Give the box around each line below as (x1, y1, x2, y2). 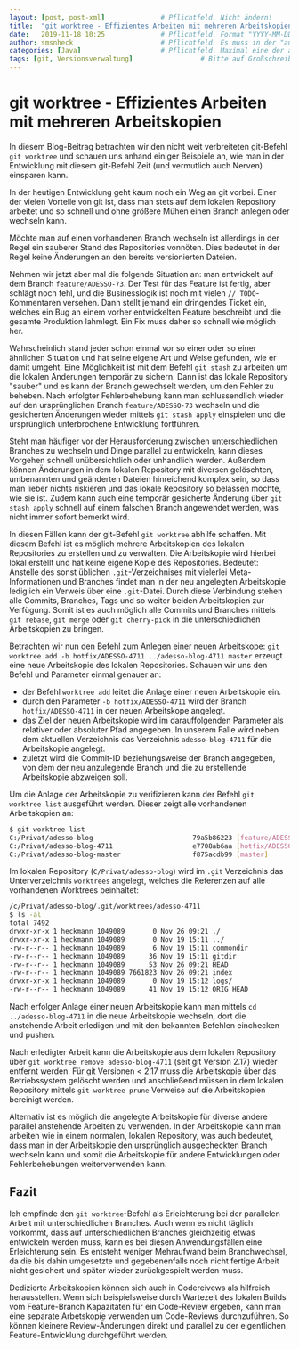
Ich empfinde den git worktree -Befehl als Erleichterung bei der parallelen (9, 1208, 280, 1219)
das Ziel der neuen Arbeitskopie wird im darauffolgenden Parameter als (21, 715, 285, 725)
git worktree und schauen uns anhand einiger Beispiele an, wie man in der (9, 151, 285, 161)
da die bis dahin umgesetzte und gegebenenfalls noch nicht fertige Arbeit (9, 1255, 279, 1266)
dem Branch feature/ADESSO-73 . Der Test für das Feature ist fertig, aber (9, 278, 271, 289)
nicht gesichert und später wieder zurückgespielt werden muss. (9, 1264, 244, 1275)
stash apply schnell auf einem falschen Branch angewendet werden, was (9, 502, 279, 512)
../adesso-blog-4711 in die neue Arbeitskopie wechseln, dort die (9, 1010, 246, 1021)
